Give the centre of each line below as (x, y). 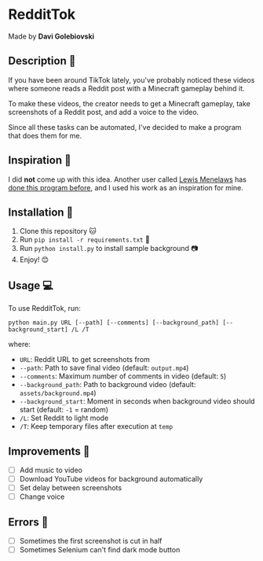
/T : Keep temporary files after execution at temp (96, 426)
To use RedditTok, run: (44, 308)
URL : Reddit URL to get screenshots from (85, 360)
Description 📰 (42, 61)
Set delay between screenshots (71, 488)
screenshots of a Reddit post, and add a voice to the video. (104, 112)
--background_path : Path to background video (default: (108, 385)
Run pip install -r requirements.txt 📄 (85, 240)
